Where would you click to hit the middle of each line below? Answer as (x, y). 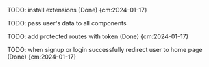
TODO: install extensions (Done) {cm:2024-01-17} (77, 10)
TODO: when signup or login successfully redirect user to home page (105, 50)
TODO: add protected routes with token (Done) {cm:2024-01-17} (98, 36)
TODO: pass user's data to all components (67, 23)
